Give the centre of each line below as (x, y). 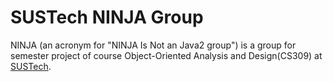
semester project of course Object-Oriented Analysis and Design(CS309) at (166, 55)
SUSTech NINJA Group (107, 17)
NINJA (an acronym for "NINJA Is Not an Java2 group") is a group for (153, 45)
